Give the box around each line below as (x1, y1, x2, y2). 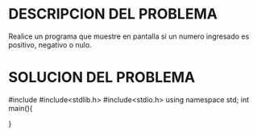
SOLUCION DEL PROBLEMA (8, 68, 196, 87)
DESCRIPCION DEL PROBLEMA (8, 5, 218, 23)
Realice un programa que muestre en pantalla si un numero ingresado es (8, 31, 250, 41)
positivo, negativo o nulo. (8, 39, 93, 49)
